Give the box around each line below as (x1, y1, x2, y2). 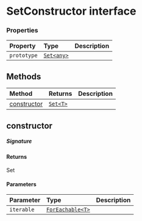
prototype (9, 52, 38, 59)
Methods (6, 71, 41, 82)
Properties (6, 26, 38, 35)
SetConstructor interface (6, 4, 137, 18)
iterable (9, 206, 35, 213)
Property (9, 42, 36, 50)
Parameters (6, 180, 37, 187)
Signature (6, 137, 32, 145)
